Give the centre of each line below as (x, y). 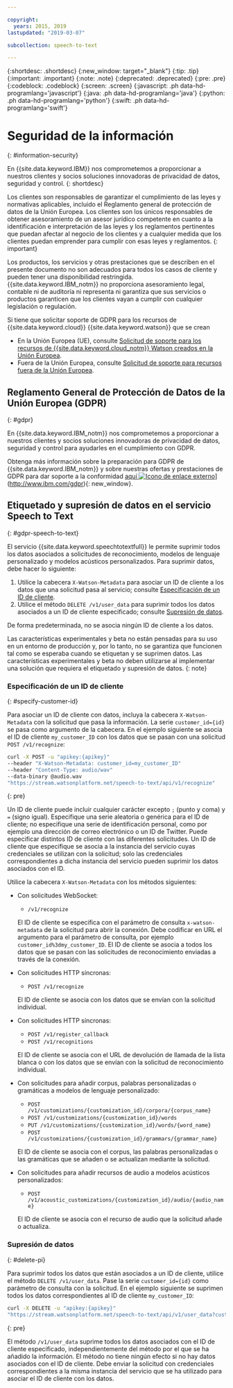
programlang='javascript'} (44, 93)
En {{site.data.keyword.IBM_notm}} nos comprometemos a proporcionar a (113, 433)
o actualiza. (34, 1227)
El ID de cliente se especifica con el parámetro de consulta (101, 922)
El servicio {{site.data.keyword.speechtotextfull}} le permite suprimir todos (114, 546)
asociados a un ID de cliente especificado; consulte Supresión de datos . (120, 612)
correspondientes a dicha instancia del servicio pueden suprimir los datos (113, 861)
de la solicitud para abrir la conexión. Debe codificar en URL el (133, 930)
